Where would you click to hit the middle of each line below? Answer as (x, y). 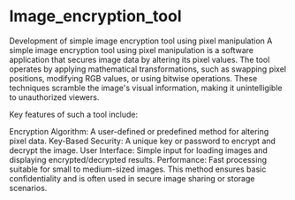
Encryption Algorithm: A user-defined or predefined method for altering (139, 131)
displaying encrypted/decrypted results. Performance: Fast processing (138, 159)
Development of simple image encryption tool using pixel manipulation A (141, 41)
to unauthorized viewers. (54, 97)
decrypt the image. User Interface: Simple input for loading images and (138, 150)
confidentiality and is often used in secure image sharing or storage (132, 178)
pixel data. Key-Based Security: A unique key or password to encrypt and (143, 141)
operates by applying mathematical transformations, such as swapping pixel (148, 69)
